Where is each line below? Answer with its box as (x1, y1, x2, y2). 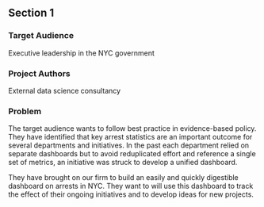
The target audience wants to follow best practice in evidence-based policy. (8, 124, 257, 133)
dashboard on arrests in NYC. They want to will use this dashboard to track (8, 182, 254, 191)
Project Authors (8, 67, 71, 79)
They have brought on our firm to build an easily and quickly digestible (8, 173, 239, 182)
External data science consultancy (8, 86, 121, 95)
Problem (8, 105, 42, 117)
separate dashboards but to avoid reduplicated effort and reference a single (8, 149, 256, 159)
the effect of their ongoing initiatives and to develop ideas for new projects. (8, 190, 254, 199)
